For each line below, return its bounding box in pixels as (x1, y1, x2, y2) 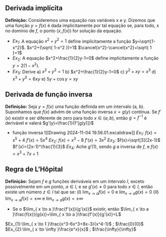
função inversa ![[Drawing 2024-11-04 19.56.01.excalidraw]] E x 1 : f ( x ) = (12, 130, 157, 137)
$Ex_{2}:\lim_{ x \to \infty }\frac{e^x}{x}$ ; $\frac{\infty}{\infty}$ (5, 226, 137, 233)
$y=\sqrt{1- (132, 38, 156, 44)
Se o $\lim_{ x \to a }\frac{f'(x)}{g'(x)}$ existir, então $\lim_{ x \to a (12, 206, 149, 212)
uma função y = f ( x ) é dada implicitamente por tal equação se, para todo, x (5, 22, 159, 28)
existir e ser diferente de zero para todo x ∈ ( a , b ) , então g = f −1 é (11, 114, 147, 121)
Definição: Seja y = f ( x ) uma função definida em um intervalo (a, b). (5, 103, 145, 109)
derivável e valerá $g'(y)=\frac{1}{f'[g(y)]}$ (5, 120, 94, 126)
